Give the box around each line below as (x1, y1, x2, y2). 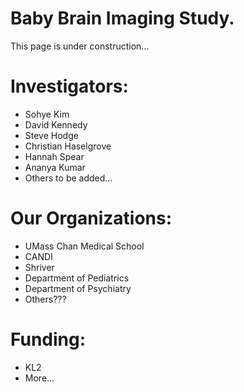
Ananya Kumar (24, 161, 86, 173)
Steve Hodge (24, 129, 79, 141)
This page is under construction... (10, 40, 150, 52)
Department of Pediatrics (24, 272, 130, 284)
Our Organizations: (10, 207, 173, 230)
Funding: (10, 328, 87, 351)
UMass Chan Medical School (24, 240, 145, 252)
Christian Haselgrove (24, 140, 112, 152)
